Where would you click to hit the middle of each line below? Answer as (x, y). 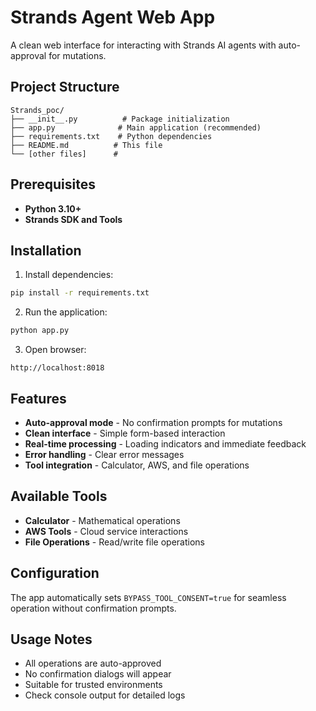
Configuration (55, 573)
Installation (46, 250)
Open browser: (55, 350)
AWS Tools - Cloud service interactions (106, 531)
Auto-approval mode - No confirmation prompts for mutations (153, 422)
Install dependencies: (69, 275)
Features (38, 398)
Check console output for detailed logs (105, 695)
